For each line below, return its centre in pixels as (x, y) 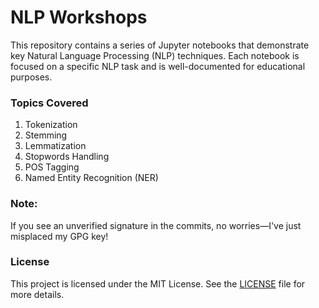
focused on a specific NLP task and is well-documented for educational (158, 66)
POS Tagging (52, 167)
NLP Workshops (79, 17)
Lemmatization (55, 146)
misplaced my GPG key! (59, 236)
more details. (37, 294)
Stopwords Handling (67, 157)
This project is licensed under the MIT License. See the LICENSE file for (158, 283)
